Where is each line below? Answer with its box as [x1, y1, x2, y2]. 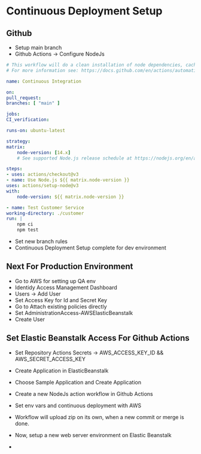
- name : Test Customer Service [6, 205, 84, 211]
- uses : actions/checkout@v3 [6, 172, 79, 178]
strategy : [6, 138, 31, 145]
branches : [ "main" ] [6, 100, 60, 106]
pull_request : [6, 95, 42, 101]
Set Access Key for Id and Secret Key [14, 296, 108, 303]
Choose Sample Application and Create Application [14, 378, 142, 386]
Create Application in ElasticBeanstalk [14, 367, 109, 374]
